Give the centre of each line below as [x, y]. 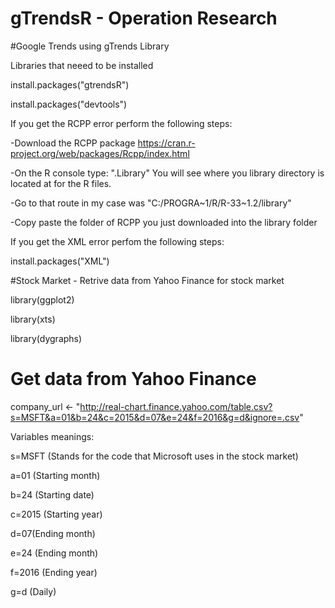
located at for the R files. [61, 183]
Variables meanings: [52, 436]
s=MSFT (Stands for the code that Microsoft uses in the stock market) [154, 456]
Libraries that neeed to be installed [82, 65]
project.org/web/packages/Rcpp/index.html [100, 153]
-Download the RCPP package [73, 143]
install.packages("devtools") [69, 104]
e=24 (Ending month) [54, 553]
